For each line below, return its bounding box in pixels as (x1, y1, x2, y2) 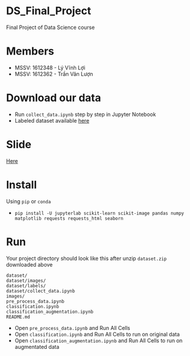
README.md (6, 314, 31, 320)
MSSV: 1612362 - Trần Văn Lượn (14, 70, 93, 78)
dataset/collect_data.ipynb (6, 288, 76, 294)
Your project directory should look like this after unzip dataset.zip (6, 255, 167, 262)
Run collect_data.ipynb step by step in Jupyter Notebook (14, 111, 156, 118)
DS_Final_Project (6, 4, 91, 18)
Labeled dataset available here (14, 117, 90, 124)
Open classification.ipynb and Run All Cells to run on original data (14, 331, 180, 338)
